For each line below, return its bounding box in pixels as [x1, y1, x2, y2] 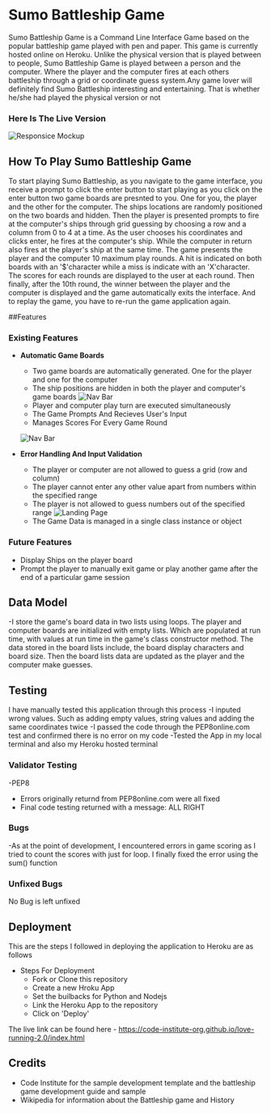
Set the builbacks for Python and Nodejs [32, 991, 167, 1001]
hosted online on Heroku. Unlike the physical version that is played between [8, 49, 261, 59]
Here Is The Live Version [8, 112, 107, 124]
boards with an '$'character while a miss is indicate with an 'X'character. [8, 262, 251, 272]
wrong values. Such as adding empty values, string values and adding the [8, 713, 255, 723]
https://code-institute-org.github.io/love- [118, 1024, 255, 1034]
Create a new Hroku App [32, 983, 115, 992]
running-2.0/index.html [8, 1033, 85, 1043]
